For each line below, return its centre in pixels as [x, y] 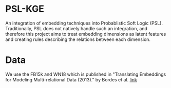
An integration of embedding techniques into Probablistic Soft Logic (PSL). [84, 23]
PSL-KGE [25, 9]
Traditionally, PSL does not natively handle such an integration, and [77, 28]
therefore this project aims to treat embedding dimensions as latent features [86, 34]
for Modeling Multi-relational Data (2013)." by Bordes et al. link [71, 79]
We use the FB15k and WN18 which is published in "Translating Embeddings [86, 74]
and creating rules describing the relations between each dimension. [78, 39]
